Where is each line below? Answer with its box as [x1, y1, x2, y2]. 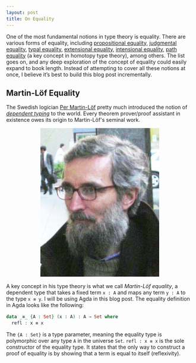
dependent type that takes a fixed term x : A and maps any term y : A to [6, 289, 186, 296]
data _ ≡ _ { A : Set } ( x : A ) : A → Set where [6, 314, 118, 320]
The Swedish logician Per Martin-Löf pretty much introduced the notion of [6, 104, 188, 111]
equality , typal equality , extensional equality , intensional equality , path [6, 45, 177, 53]
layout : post [6, 10, 39, 15]
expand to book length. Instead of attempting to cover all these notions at [6, 64, 186, 71]
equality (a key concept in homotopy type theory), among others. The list [6, 52, 185, 59]
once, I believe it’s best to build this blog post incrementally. [6, 71, 153, 78]
